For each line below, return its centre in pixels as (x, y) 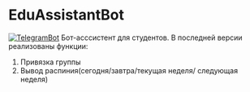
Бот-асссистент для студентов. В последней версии (151, 37)
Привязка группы (50, 62)
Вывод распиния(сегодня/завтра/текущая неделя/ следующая (129, 70)
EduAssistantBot (66, 15)
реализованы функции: (48, 46)
